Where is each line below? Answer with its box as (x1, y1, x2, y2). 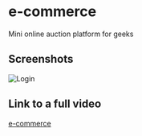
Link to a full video (8, 97, 102, 111)
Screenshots (8, 52, 74, 66)
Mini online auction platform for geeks (8, 29, 134, 39)
